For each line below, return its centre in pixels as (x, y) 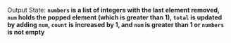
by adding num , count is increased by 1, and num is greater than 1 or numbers (115, 25)
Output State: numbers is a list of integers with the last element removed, (113, 10)
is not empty (26, 32)
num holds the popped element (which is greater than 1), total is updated (115, 17)
